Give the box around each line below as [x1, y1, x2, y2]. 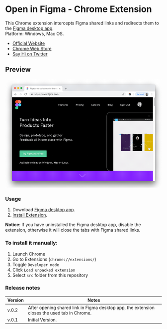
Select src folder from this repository [12, 272, 88, 278]
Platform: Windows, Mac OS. [5, 30, 64, 36]
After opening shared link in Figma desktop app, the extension [28, 305, 155, 311]
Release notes [5, 285, 40, 292]
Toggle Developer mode [12, 261, 60, 268]
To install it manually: [5, 240, 58, 247]
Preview [5, 65, 31, 74]
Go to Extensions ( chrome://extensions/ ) [12, 256, 96, 262]
